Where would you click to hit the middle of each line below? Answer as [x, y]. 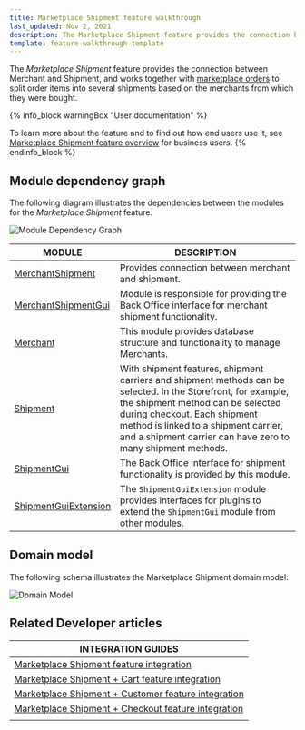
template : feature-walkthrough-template [87, 43]
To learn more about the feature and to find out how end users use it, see [146, 133]
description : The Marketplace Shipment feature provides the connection [150, 35]
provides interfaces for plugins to [190, 500]
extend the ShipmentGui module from [197, 512]
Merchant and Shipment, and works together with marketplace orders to [144, 79]
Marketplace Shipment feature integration [103, 664]
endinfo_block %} [43, 153]
